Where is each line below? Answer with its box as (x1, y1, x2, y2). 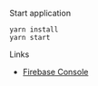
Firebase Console (22, 67, 89, 77)
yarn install (9, 25, 59, 34)
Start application (9, 8, 71, 18)
